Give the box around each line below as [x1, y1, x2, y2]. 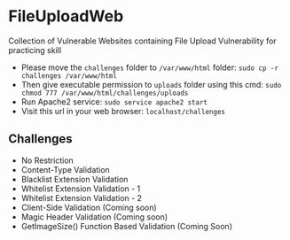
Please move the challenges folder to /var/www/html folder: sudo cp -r [20, 62, 278, 73]
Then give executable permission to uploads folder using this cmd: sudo [20, 79, 282, 89]
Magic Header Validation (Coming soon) [20, 211, 169, 222]
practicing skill [8, 44, 62, 55]
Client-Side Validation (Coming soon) [20, 202, 157, 213]
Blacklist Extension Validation [20, 174, 129, 184]
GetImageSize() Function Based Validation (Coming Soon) [20, 221, 232, 231]
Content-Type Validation [20, 164, 110, 174]
